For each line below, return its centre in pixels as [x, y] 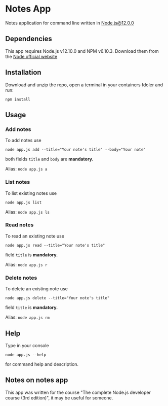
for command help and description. [42, 364]
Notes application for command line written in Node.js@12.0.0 [70, 23]
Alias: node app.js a [26, 169]
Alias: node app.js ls [27, 212]
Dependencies [29, 39]
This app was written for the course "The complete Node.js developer [78, 392]
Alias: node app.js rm [27, 317]
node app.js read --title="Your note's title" [55, 245]
